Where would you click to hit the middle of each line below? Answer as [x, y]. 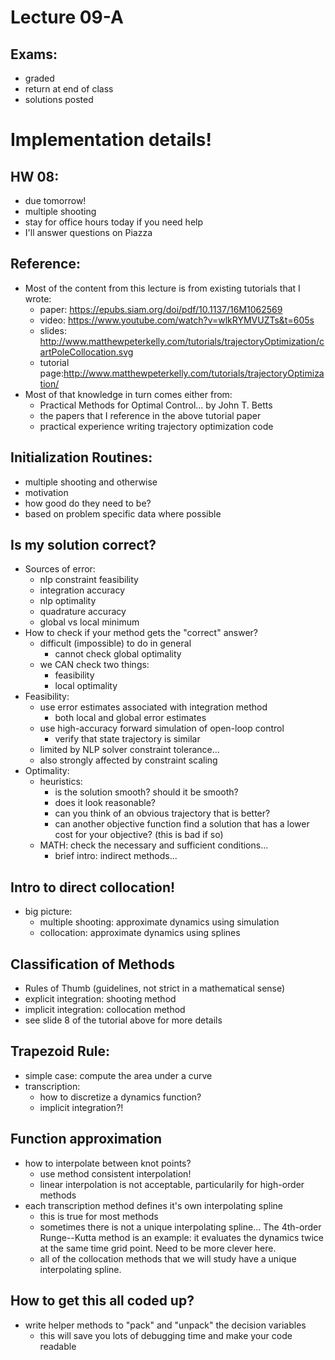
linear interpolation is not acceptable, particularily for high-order [172, 1184]
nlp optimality [68, 601]
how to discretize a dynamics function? [120, 1097]
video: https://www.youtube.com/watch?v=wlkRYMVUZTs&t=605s [177, 320]
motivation [46, 492]
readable [58, 1346]
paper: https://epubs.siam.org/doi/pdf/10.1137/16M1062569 [161, 309]
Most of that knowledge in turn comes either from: [128, 394]
